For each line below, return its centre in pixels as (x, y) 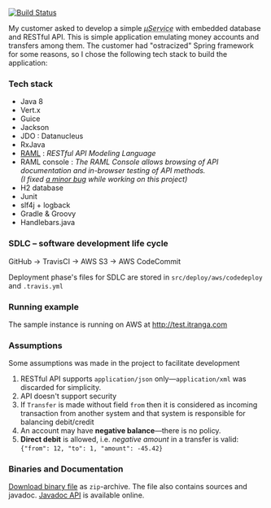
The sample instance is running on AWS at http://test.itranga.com (118, 324)
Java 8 (31, 102)
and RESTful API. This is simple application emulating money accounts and (133, 37)
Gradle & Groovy (48, 214)
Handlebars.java (48, 223)
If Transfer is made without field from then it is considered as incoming (139, 405)
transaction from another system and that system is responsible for (133, 414)
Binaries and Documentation (66, 469)
